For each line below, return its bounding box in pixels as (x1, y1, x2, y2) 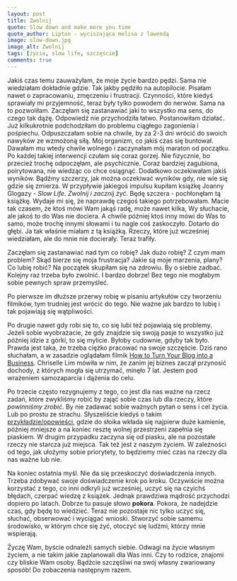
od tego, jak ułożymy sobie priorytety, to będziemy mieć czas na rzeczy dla (7, 448, 228, 456)
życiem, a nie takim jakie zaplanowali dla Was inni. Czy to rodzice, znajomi (7, 550, 224, 559)
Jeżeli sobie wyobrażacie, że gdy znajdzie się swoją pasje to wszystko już (7, 328, 224, 337)
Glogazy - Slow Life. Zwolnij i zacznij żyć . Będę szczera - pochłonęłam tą (7, 189, 221, 197)
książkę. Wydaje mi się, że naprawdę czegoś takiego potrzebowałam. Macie (7, 197, 230, 205)
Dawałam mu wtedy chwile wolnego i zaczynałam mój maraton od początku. (7, 143, 230, 153)
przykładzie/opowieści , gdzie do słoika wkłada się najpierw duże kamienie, (7, 417, 226, 426)
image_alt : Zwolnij (7, 43, 65, 50)
